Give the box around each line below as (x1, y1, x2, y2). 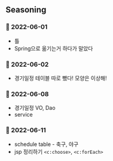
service (14, 111, 33, 118)
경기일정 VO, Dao (14, 105, 56, 112)
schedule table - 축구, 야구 (14, 141, 79, 148)
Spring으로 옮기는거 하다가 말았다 (14, 44, 93, 52)
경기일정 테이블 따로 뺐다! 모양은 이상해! (14, 74, 107, 82)
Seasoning (5, 5, 47, 15)
